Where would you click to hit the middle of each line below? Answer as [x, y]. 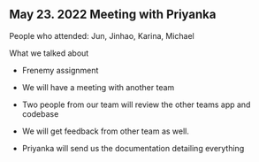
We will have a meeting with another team [98, 87]
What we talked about [49, 53]
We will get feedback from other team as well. [106, 131]
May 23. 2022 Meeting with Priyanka [113, 15]
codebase [40, 113]
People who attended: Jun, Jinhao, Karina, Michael [102, 35]
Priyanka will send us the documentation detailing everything [133, 148]
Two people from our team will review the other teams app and [136, 104]
